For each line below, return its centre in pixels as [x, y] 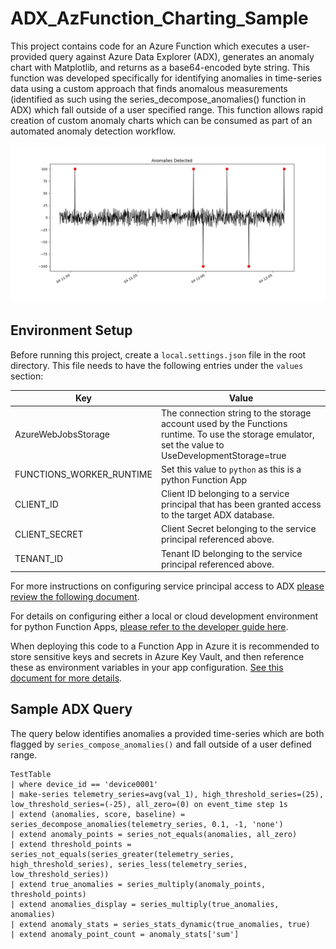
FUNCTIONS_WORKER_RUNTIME [83, 474]
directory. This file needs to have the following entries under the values [157, 365]
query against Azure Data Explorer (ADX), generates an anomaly [182, 56]
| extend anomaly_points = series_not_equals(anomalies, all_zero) [154, 834]
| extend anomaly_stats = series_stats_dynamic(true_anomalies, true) [160, 924]
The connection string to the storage [236, 413]
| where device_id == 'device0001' [84, 784]
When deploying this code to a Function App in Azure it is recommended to [165, 646]
